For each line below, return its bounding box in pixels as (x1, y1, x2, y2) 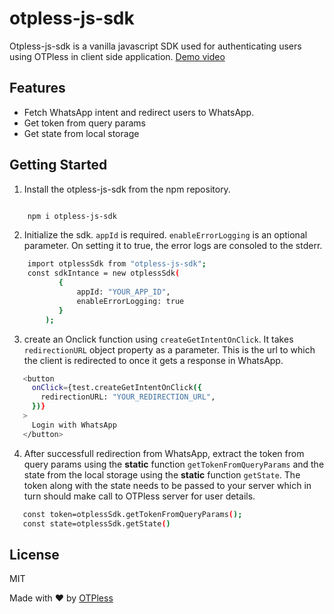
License (9, 546, 60, 563)
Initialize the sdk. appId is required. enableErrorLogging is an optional (23, 229, 308, 241)
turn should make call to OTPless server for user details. (23, 490, 256, 502)
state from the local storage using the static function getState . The (23, 468, 301, 481)
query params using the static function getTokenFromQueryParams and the (23, 458, 325, 470)
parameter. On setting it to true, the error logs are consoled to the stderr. (23, 240, 323, 252)
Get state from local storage (23, 127, 140, 139)
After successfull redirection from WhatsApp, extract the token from (23, 447, 305, 459)
